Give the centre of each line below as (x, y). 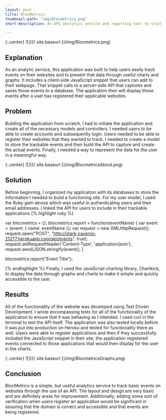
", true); (80, 239)
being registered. (22, 412)
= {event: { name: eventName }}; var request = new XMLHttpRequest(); (77, 228)
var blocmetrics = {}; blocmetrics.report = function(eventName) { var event (82, 223)
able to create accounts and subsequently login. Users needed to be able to (82, 134)
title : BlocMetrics (25, 14)
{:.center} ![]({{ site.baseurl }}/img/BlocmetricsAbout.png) (64, 165)
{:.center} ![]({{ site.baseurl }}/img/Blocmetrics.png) (58, 42)
